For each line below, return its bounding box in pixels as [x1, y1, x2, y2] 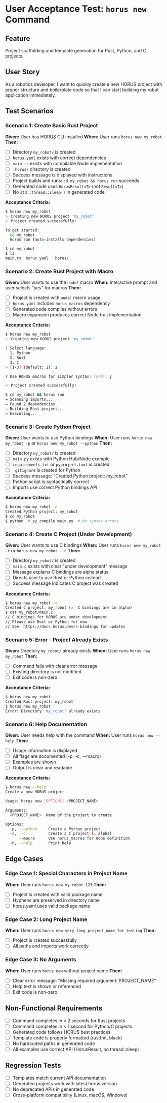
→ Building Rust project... [5, 406, 65, 411]
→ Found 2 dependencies [5, 402, 56, 407]
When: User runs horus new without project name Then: [5, 967, 122, 974]
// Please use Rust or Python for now [5, 619, 87, 624]
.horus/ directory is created [12, 166, 71, 172]
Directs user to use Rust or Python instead [12, 575, 101, 581]
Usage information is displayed [12, 748, 77, 754]
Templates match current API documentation [12, 1075, 106, 1081]
